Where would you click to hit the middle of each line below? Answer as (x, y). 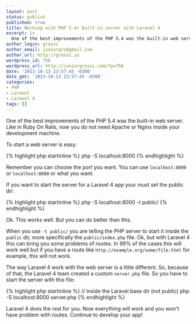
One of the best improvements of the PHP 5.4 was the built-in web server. (95, 120)
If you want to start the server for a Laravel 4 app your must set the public (95, 184)
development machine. (34, 133)
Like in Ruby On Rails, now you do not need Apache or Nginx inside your (93, 127)
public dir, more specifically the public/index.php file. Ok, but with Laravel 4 (98, 237)
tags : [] (17, 104)
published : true (26, 22)
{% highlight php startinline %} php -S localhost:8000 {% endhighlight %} (95, 156)
